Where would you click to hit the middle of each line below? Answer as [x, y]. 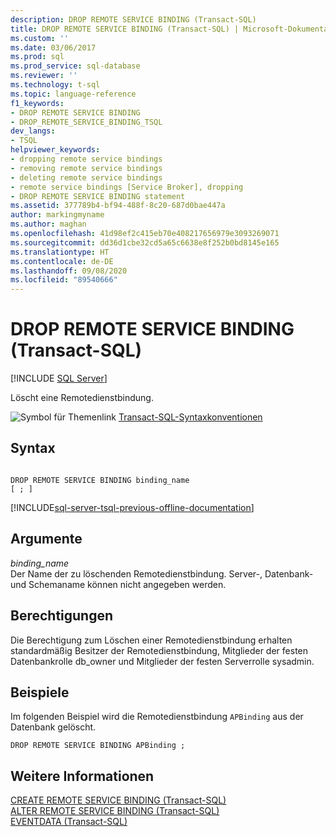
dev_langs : [33, 131]
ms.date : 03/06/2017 [53, 47]
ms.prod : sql [37, 57]
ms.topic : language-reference [73, 94]
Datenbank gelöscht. [53, 727]
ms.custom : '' [40, 38]
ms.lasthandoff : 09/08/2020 [69, 271]
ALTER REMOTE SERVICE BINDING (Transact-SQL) [115, 811]
